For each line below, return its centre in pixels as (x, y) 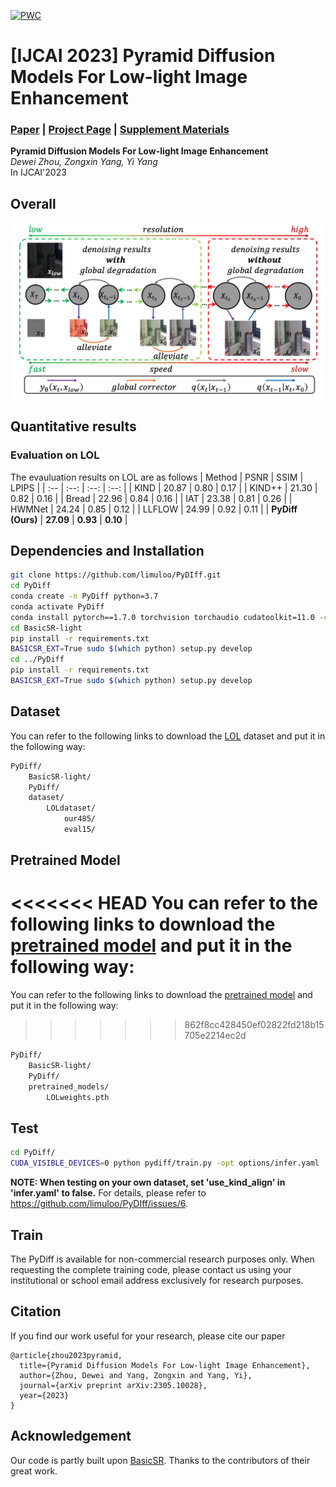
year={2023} (44, 1395)
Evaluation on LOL (55, 455)
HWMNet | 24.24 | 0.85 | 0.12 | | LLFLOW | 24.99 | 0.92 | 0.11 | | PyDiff (154, 509)
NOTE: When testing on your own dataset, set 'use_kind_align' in (148, 1182)
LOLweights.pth (78, 1097)
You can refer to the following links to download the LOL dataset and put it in (168, 736)
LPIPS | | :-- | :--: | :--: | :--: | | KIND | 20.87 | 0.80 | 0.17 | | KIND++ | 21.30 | (164, 487)
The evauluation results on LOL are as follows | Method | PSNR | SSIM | (157, 477)
